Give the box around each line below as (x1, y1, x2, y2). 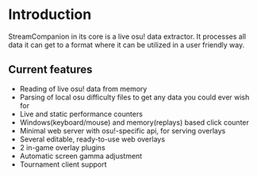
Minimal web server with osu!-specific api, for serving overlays (19, 126, 226, 135)
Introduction (8, 6, 92, 24)
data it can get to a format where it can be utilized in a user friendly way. (8, 40, 245, 49)
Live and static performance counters (19, 109, 143, 119)
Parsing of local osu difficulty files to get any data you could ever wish (19, 92, 250, 102)
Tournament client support (19, 160, 107, 169)
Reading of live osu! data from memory (19, 84, 148, 93)
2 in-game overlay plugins (19, 142, 105, 152)
